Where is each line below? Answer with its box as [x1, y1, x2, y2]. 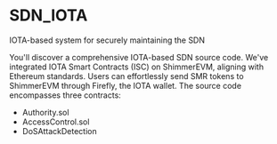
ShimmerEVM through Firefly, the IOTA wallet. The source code [9, 80, 242, 91]
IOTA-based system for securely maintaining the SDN [9, 35, 206, 45]
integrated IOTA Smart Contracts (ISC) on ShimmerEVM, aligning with [9, 61, 265, 72]
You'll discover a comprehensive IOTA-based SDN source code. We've [9, 52, 269, 62]
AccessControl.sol [21, 116, 90, 127]
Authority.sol [21, 107, 69, 117]
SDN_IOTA [9, 5, 88, 26]
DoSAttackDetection [21, 125, 97, 136]
